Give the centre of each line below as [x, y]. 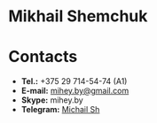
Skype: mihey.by [52, 100]
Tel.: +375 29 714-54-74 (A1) [74, 81]
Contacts [43, 57]
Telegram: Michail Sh [60, 110]
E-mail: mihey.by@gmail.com [75, 91]
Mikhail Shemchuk [78, 16]
